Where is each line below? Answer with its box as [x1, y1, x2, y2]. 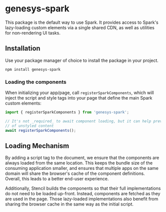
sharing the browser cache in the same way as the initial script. [5, 201, 134, 207]
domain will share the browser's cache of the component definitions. [5, 170, 145, 176]
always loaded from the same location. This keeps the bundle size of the [5, 160, 153, 166]
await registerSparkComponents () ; [5, 128, 77, 133]
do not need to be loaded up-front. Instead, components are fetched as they [5, 191, 161, 197]
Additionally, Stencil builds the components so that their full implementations [5, 185, 161, 191]
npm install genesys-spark [5, 67, 61, 72]
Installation [5, 44, 41, 53]
